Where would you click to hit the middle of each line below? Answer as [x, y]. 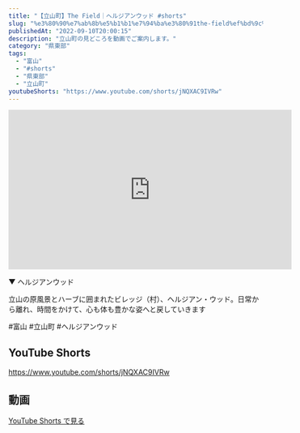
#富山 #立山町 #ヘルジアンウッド [63, 327]
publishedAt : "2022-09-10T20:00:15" [70, 31]
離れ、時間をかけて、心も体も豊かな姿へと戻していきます [110, 310]
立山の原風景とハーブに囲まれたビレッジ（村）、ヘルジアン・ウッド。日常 [130, 299]
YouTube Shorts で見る [46, 421]
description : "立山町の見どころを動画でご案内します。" [92, 39]
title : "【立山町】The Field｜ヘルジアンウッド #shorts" [98, 16]
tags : [17, 54]
